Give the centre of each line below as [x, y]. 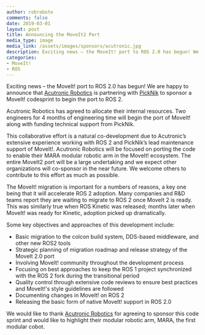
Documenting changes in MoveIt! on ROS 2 [70, 295]
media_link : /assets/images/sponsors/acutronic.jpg [74, 47]
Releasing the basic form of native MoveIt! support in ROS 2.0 [93, 302]
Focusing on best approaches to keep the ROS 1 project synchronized [103, 269]
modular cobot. [25, 327]
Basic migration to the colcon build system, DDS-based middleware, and [107, 237]
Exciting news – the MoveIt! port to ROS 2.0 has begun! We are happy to [98, 86]
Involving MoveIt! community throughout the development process [99, 263]
